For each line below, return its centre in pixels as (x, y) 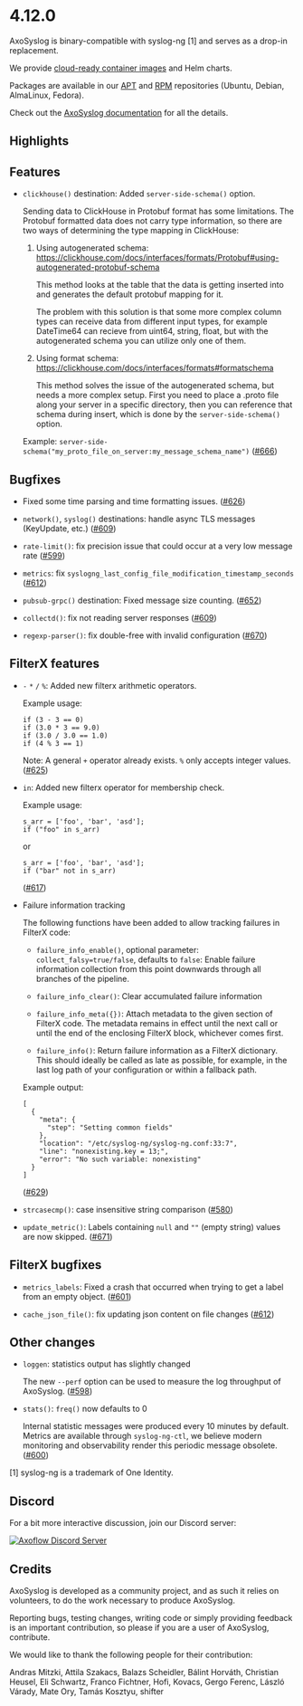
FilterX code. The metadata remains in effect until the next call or (157, 1023)
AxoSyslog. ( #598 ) (57, 1391)
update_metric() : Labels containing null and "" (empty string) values (151, 1226)
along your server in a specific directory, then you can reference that (164, 405)
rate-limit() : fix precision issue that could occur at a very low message (157, 546)
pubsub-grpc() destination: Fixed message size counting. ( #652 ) (142, 600)
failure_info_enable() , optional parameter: (117, 949)
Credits (31, 1569)
